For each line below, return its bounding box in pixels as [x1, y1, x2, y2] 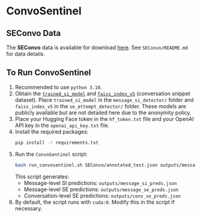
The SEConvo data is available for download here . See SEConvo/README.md [6, 44, 188, 51]
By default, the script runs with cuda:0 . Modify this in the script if [14, 198, 175, 205]
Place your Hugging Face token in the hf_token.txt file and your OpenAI [14, 115, 194, 122]
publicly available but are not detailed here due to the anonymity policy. [14, 109, 192, 116]
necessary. [14, 205, 43, 212]
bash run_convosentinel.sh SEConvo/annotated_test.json [14, 162, 158, 168]
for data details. [6, 50, 45, 57]
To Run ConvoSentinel [6, 68, 91, 78]
